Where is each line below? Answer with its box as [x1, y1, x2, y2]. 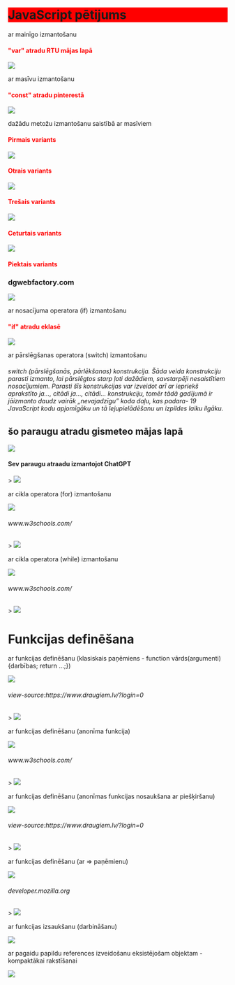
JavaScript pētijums [8, 7, 127, 23]
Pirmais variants [8, 135, 56, 143]
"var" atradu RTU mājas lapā [8, 46, 93, 55]
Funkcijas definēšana [8, 631, 135, 647]
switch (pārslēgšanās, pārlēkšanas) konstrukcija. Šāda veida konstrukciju [8, 367, 222, 375]
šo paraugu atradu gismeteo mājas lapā [8, 426, 183, 438]
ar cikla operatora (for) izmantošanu [8, 490, 112, 498]
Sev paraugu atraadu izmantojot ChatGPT [8, 460, 132, 468]
